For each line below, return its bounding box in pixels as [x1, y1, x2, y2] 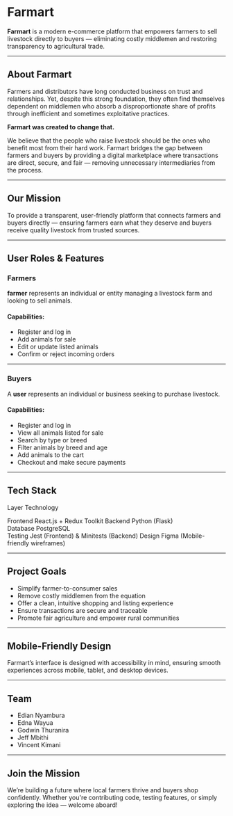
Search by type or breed [17, 435, 87, 444]
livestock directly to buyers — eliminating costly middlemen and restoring [7, 34, 217, 42]
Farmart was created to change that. [7, 122, 115, 131]
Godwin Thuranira [17, 726, 69, 735]
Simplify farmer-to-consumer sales [17, 584, 118, 592]
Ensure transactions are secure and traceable [17, 606, 148, 614]
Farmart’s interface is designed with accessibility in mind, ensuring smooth [7, 659, 221, 667]
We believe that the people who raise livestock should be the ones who [7, 136, 211, 145]
